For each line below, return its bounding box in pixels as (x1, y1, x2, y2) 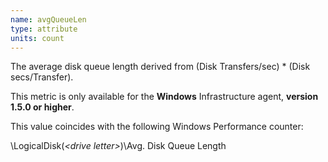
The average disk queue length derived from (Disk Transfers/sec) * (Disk (10, 61, 311, 73)
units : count (10, 33, 65, 43)
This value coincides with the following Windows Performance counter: (10, 121, 304, 133)
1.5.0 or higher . (10, 101, 75, 113)
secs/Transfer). (10, 71, 74, 83)
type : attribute (10, 24, 78, 34)
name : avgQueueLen (10, 14, 87, 25)
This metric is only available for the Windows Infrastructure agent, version (10, 91, 319, 103)
